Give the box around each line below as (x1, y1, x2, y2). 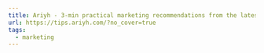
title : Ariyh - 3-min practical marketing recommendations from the (8, 11, 237, 19)
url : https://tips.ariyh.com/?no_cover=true (8, 19, 156, 26)
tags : (8, 26, 26, 34)
